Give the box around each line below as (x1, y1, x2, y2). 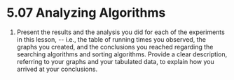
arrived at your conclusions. (16, 65, 98, 73)
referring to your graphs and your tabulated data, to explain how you (16, 57, 214, 65)
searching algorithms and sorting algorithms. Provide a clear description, (16, 50, 228, 58)
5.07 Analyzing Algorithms (6, 5, 166, 21)
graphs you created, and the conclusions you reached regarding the (16, 42, 214, 51)
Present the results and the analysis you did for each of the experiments (16, 28, 225, 36)
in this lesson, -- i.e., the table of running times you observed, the (16, 35, 206, 43)
